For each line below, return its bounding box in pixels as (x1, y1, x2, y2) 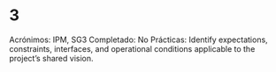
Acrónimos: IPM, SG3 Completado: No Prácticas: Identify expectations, (9, 34, 268, 45)
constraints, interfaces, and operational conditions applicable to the (9, 43, 256, 54)
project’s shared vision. (9, 53, 95, 63)
